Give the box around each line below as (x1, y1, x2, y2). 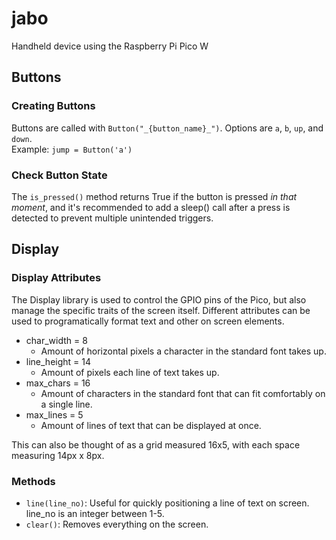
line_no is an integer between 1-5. (25, 507, 165, 519)
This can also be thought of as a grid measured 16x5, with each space (11, 438, 301, 451)
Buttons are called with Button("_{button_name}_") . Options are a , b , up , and (11, 122, 324, 134)
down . (11, 132, 33, 144)
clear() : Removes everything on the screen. (25, 518, 209, 530)
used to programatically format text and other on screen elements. (11, 315, 285, 327)
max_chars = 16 (25, 377, 91, 389)
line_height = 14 (25, 355, 92, 367)
